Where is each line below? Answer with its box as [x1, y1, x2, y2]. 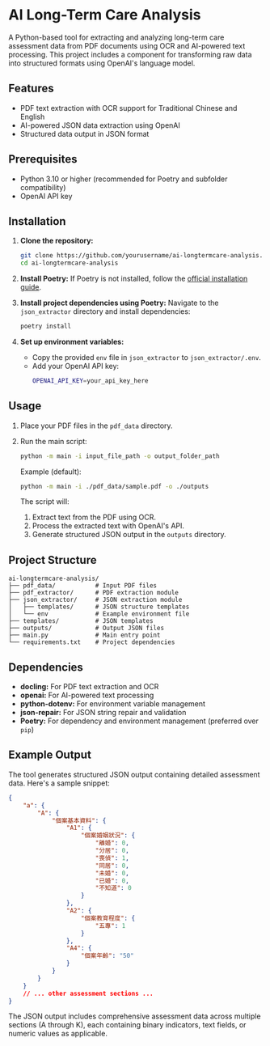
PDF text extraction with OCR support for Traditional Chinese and [19, 103, 238, 112]
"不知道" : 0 [95, 884, 132, 892]
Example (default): [19, 467, 82, 476]
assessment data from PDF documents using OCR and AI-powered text [8, 40, 246, 50]
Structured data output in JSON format [19, 129, 150, 138]
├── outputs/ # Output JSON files [8, 625, 164, 633]
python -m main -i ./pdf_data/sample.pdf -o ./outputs [19, 482, 209, 490]
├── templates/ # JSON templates [8, 617, 154, 625]
